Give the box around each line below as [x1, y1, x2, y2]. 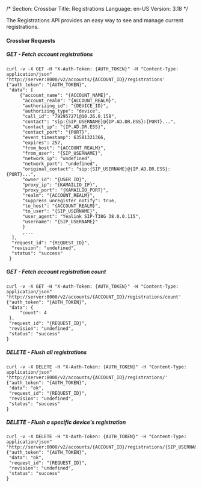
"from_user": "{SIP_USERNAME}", [22, 150, 103, 156]
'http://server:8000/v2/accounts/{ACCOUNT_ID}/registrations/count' [6, 294, 182, 300]
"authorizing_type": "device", [22, 108, 101, 114]
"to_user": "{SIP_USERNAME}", [22, 208, 98, 214]
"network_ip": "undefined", [22, 155, 93, 161]
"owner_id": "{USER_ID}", [22, 176, 87, 182]
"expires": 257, [22, 140, 63, 146]
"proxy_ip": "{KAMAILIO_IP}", [22, 182, 98, 188]
